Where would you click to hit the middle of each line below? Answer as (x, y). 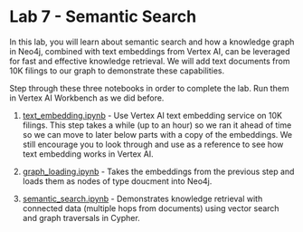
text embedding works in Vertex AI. (88, 154)
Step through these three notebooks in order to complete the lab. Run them (149, 88)
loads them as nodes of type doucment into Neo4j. (117, 181)
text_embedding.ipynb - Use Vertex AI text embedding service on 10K (152, 115)
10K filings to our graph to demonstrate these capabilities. (117, 71)
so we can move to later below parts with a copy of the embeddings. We (157, 134)
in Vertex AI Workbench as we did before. (87, 98)
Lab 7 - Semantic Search (103, 17)
